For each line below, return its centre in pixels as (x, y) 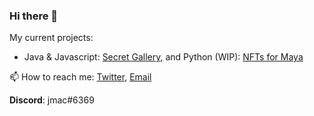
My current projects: (51, 38)
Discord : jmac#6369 (52, 100)
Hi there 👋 (34, 16)
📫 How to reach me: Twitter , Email (80, 77)
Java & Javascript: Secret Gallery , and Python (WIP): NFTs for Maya (163, 57)
